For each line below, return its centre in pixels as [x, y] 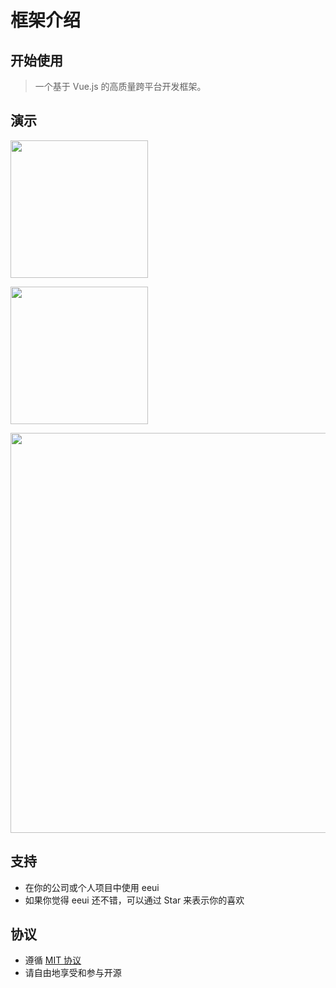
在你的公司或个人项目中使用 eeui [92, 887]
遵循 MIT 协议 [53, 960]
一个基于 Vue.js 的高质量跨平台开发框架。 [120, 86]
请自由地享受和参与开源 [73, 973]
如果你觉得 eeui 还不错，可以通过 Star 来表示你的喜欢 [134, 900]
